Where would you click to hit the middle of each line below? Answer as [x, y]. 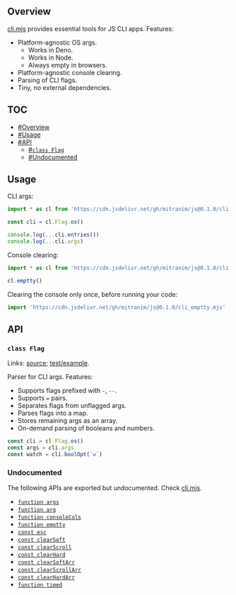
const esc [32, 533]
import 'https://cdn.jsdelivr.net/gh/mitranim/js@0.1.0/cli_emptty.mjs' [117, 307]
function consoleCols [49, 517]
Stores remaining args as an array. [67, 421]
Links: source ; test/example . [48, 363]
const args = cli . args [41, 448]
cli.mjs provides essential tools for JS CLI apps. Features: [91, 28]
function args [38, 502]
